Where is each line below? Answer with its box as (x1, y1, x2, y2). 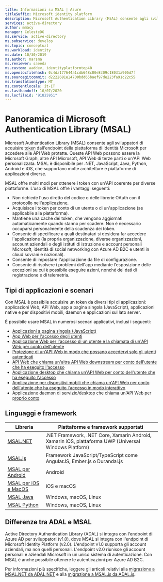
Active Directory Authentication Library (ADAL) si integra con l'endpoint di (5, 531, 153, 536)
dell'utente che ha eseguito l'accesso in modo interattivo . (12, 385, 127, 390)
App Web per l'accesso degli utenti (12, 333, 82, 339)
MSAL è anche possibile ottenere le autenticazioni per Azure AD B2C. (5, 556, 144, 563)
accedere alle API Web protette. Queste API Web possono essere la (5, 150, 140, 156)
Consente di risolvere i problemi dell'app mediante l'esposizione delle (12, 262, 151, 268)
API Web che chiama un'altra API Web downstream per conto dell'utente (12, 359, 157, 365)
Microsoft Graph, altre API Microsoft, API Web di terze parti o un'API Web (5, 156, 151, 162)
